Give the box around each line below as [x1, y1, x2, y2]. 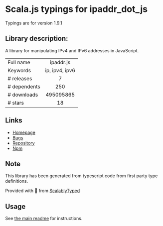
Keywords [7, 67, 31, 74]
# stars [7, 99, 24, 106]
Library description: [5, 34, 68, 43]
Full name [7, 59, 31, 66]
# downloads [7, 91, 38, 98]
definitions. [5, 178, 28, 184]
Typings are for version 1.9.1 [5, 20, 62, 26]
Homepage [12, 129, 36, 135]
